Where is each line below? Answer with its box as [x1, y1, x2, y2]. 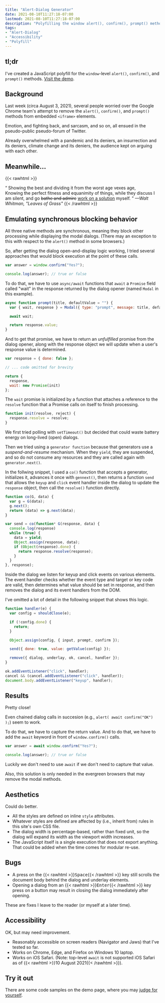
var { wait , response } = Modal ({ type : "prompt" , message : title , [9, 305, 151, 310]
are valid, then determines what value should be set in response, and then [5, 582, 155, 588]
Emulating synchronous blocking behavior [5, 215, 137, 223]
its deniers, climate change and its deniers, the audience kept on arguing [5, 143, 152, 149]
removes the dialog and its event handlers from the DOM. [5, 587, 121, 593]
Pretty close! [5, 705, 31, 710]
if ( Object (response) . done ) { [14, 544, 76, 549]
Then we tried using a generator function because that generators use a [5, 444, 153, 450]
